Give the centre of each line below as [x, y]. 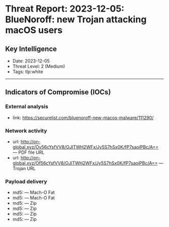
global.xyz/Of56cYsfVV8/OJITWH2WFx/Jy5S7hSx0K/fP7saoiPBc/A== [85, 163]
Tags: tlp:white [28, 72]
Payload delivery [26, 181]
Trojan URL [24, 168]
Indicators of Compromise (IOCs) [58, 92]
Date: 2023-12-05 [31, 61]
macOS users [34, 30]
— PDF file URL [28, 152]
